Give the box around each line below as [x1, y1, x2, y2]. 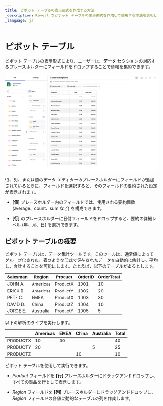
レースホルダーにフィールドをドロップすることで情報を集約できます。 [13, 64, 153, 70]
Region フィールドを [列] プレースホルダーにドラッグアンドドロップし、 [12, 389, 156, 395]
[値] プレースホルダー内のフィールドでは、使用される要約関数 [12, 199, 136, 205]
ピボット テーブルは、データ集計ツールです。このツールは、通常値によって [5, 251, 154, 257]
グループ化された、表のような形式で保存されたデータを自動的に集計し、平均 [5, 257, 158, 263]
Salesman [7, 274, 28, 280]
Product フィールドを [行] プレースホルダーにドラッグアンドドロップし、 [12, 373, 158, 378]
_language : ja [5, 18, 34, 23]
